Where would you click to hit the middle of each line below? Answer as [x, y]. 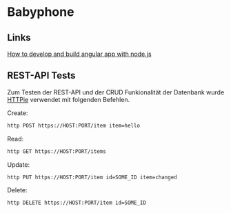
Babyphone [41, 12]
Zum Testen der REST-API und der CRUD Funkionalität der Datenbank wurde [116, 92]
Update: [19, 164]
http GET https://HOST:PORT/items [57, 151]
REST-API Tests [41, 75]
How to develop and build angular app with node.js [79, 54]
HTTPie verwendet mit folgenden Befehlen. [69, 99]
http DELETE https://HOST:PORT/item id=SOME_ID [77, 203]
